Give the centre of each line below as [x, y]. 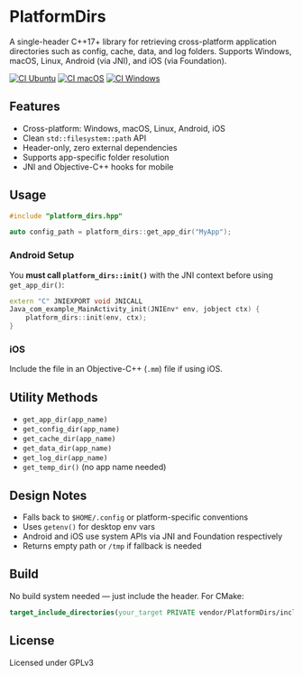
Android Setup [42, 255]
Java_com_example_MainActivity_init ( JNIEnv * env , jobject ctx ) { [134, 310]
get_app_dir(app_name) [65, 420]
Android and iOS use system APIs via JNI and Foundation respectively [152, 536]
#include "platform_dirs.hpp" [66, 216]
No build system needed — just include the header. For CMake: [127, 596]
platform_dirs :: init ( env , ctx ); [86, 318]
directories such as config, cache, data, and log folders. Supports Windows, [151, 51]
